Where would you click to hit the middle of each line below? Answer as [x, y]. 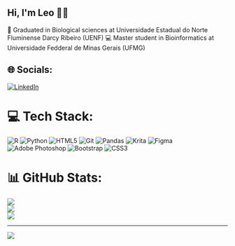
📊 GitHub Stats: [55, 178]
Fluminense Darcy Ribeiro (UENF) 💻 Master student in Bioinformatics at [111, 37]
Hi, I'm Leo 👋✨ [38, 13]
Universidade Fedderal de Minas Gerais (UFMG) [76, 48]
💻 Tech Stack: [50, 116]
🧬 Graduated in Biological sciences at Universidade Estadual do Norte [108, 29]
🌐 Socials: [30, 70]
